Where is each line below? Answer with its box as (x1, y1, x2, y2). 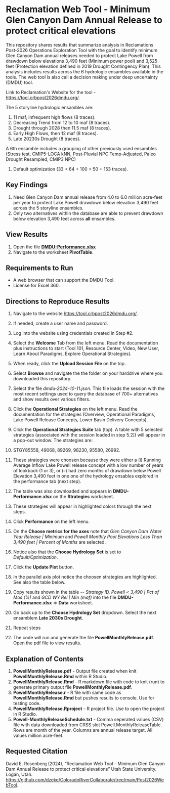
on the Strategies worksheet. (53, 494, 114, 500)
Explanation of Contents (6, 654, 84, 663)
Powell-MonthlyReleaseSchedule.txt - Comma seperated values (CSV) (13, 717, 164, 722)
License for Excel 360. (13, 282, 60, 289)
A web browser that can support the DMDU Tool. (13, 277, 115, 283)
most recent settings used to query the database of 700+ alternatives (13, 391, 158, 397)
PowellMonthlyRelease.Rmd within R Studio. (13, 674, 108, 679)
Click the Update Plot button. (13, 564, 74, 570)
